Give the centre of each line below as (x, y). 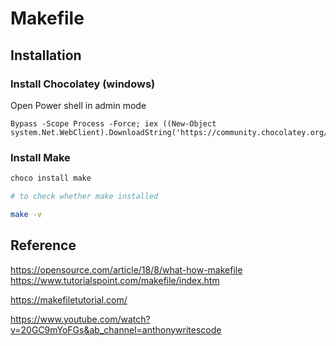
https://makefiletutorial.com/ (69, 299)
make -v (26, 214)
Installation (46, 55)
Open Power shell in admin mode (78, 105)
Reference (43, 245)
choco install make (51, 178)
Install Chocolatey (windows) (83, 84)
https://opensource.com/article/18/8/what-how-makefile (126, 269)
